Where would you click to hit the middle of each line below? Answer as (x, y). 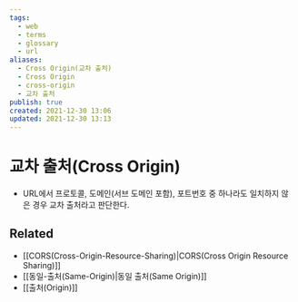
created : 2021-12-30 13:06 (60, 111)
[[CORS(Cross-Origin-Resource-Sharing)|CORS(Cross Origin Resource (155, 256)
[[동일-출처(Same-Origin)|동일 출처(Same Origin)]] (114, 276)
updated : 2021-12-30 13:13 (60, 119)
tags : (20, 18)
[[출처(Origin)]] (50, 287)
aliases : (26, 60)
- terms (32, 34)
